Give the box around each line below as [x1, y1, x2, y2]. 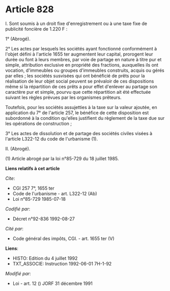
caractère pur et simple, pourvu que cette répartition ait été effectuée [5, 89, 151, 95]
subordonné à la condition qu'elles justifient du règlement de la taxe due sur [5, 115, 165, 121]
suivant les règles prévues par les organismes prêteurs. [5, 94, 122, 100]
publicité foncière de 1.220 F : [5, 25, 68, 32]
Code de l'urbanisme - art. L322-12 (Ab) [12, 190, 98, 197]
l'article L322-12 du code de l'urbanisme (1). [5, 136, 98, 142]
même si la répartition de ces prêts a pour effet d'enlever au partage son [5, 83, 158, 90]
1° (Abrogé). [5, 36, 31, 42]
